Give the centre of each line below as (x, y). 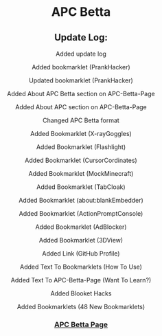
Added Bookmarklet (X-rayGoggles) (81, 134)
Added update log (81, 54)
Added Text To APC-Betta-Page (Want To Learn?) (81, 280)
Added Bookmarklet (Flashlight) (81, 147)
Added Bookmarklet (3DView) (81, 240)
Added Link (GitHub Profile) (81, 254)
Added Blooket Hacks (81, 293)
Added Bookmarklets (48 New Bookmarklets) (81, 307)
